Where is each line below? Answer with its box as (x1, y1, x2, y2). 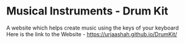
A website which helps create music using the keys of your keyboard (6, 24, 179, 31)
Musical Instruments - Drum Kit (6, 4, 169, 18)
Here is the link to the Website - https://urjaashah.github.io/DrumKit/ (6, 30, 178, 37)
